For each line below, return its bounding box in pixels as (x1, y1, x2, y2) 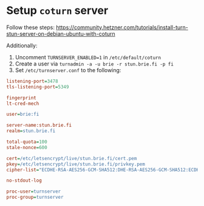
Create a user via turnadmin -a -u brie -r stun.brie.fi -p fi (15, 60, 174, 67)
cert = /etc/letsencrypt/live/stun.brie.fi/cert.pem (6, 155, 137, 161)
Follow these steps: (6, 24, 55, 31)
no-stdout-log (6, 178, 42, 184)
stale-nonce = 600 (6, 144, 47, 150)
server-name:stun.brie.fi (6, 122, 72, 128)
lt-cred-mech (6, 101, 39, 107)
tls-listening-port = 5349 (6, 84, 69, 90)
